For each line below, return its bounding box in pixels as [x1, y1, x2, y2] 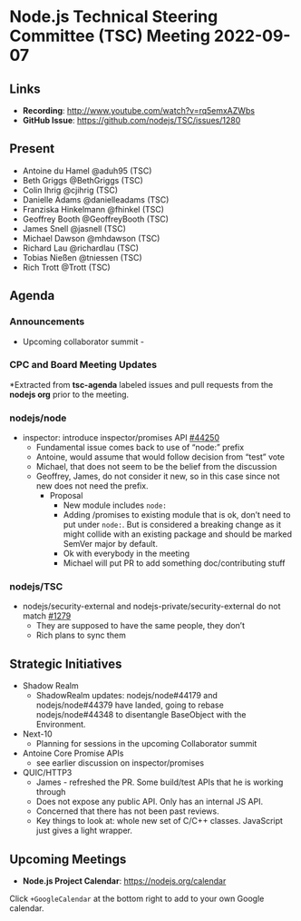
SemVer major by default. [63, 539, 159, 550]
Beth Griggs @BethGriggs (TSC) [22, 174, 143, 185]
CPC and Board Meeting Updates [9, 359, 157, 371]
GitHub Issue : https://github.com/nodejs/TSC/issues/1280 [22, 115, 241, 125]
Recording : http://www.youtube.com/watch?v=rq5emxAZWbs [22, 105, 256, 115]
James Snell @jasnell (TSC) [22, 223, 127, 233]
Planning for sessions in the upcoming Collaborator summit [35, 738, 257, 749]
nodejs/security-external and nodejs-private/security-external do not [22, 601, 281, 612]
